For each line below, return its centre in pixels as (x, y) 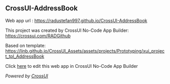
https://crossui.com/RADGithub (38, 35)
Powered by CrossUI (27, 76)
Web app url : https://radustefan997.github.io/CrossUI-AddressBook (76, 20)
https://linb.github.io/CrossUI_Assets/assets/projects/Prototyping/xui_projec (85, 51)
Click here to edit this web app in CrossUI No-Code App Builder (72, 66)
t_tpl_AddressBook (25, 56)
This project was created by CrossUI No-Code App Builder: (67, 30)
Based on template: (26, 46)
